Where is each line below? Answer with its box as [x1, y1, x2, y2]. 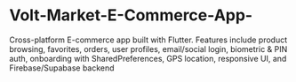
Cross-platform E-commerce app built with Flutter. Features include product [9, 34, 287, 45]
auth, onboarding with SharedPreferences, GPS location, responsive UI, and [9, 53, 287, 63]
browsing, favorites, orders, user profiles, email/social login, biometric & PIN [9, 43, 288, 54]
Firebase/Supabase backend [9, 63, 115, 73]
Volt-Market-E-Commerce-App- [9, 5, 253, 26]
